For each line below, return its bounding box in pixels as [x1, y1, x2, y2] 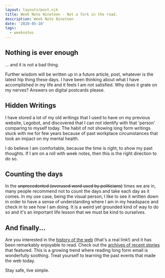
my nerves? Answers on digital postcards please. [5, 87, 105, 93]
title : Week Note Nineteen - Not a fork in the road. [5, 12, 118, 17]
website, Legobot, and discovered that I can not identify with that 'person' [5, 120, 155, 126]
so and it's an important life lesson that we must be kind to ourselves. [5, 209, 146, 215]
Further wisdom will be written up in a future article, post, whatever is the [5, 71, 154, 77]
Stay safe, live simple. [5, 268, 49, 274]
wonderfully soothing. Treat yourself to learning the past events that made [5, 253, 156, 259]
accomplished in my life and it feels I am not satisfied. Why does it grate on [5, 82, 158, 88]
